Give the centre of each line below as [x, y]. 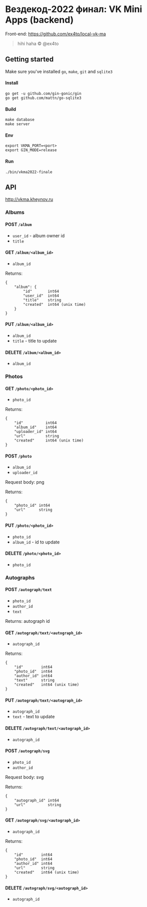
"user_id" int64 [41, 296]
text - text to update [33, 717]
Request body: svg [24, 777]
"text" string [34, 681]
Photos [14, 377]
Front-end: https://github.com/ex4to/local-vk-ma [55, 34]
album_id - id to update [36, 542]
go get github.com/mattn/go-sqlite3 [43, 98]
